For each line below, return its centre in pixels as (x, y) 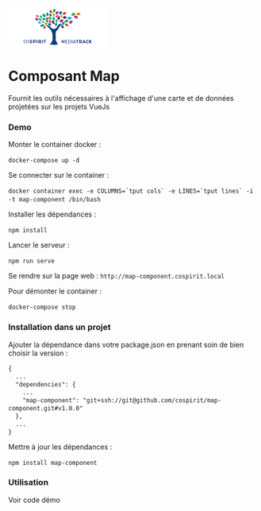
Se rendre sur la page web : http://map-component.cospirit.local (116, 276)
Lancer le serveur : (39, 245)
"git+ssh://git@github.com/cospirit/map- (152, 400)
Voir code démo (35, 500)
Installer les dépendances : (52, 214)
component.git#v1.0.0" (46, 408)
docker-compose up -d (44, 161)
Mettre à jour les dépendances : (60, 447)
